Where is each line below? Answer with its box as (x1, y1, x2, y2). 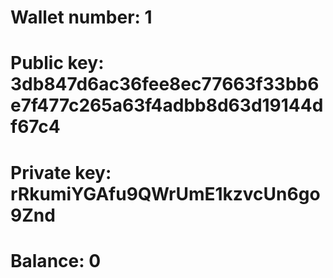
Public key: (10, 52, 105, 75)
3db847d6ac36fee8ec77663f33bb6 (10, 73, 320, 96)
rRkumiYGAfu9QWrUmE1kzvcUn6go (10, 182, 321, 205)
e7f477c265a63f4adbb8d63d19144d (10, 94, 324, 117)
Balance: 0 (10, 249, 102, 272)
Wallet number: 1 (10, 6, 153, 29)
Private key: (10, 161, 112, 184)
